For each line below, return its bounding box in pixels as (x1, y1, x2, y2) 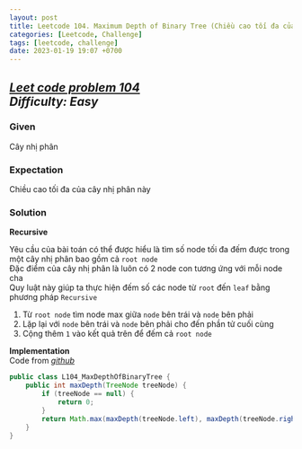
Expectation (9, 163, 64, 176)
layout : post (9, 13, 58, 22)
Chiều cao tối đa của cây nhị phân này (9, 184, 151, 195)
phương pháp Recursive (9, 292, 97, 303)
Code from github (9, 356, 75, 366)
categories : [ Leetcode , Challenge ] (9, 30, 143, 39)
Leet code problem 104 (9, 80, 141, 95)
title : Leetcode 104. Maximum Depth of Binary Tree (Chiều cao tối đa (9, 22, 280, 31)
